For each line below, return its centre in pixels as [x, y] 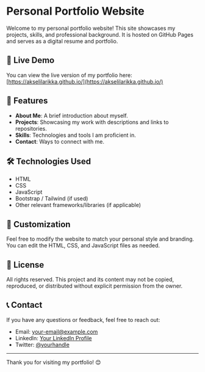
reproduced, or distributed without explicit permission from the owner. [95, 286]
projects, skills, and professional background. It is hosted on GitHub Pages [100, 34]
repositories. [31, 128]
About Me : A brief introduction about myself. [71, 115]
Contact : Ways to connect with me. [60, 141]
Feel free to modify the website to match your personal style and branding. [100, 239]
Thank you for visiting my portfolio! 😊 [54, 362]
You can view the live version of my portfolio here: [69, 75]
